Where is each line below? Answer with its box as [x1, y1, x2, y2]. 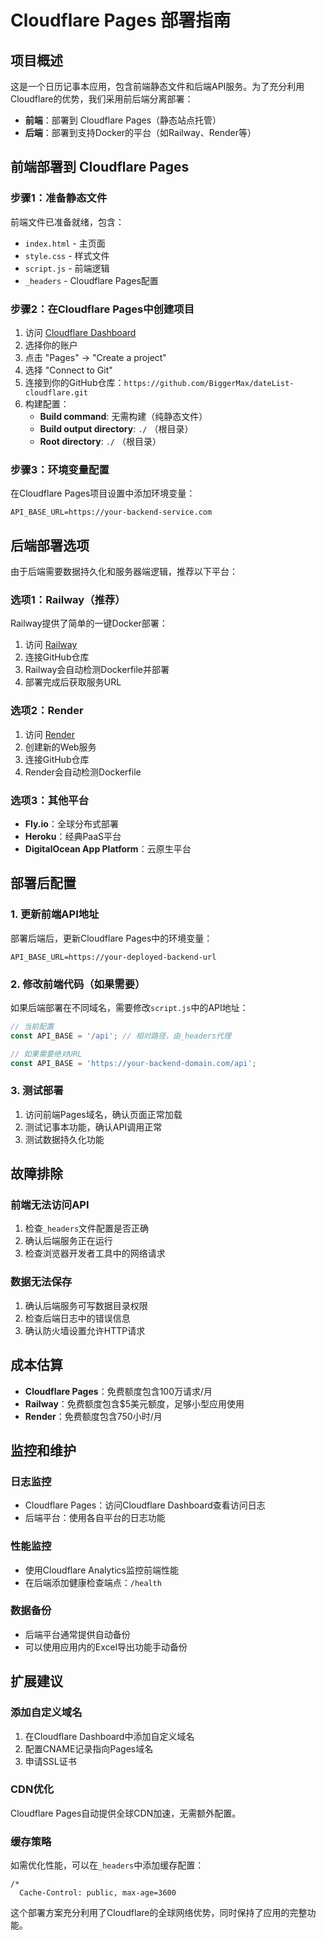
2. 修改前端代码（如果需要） [10, 977, 146, 991]
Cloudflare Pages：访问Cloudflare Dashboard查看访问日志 [24, 1499, 266, 1511]
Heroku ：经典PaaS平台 [24, 830, 122, 842]
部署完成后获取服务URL [24, 676, 122, 688]
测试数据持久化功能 [24, 1133, 105, 1145]
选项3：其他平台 [10, 793, 90, 807]
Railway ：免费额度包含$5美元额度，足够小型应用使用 [24, 1397, 245, 1410]
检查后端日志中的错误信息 [24, 1312, 131, 1324]
